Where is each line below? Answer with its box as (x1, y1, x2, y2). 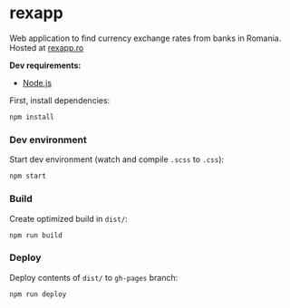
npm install (9, 112, 54, 121)
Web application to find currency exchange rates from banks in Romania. (9, 33, 282, 43)
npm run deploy (9, 289, 67, 299)
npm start (9, 171, 47, 181)
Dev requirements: (9, 60, 82, 71)
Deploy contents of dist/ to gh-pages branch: (9, 272, 179, 283)
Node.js (22, 77, 53, 88)
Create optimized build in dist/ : (9, 213, 129, 224)
